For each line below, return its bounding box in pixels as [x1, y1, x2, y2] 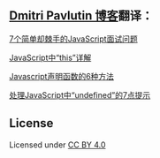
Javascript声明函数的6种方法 [9, 71, 115, 81]
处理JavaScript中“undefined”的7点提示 [9, 89, 151, 100]
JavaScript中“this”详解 [9, 52, 92, 63]
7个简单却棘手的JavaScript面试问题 [9, 34, 139, 44]
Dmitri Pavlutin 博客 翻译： [9, 8, 154, 24]
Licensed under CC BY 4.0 [9, 139, 106, 150]
